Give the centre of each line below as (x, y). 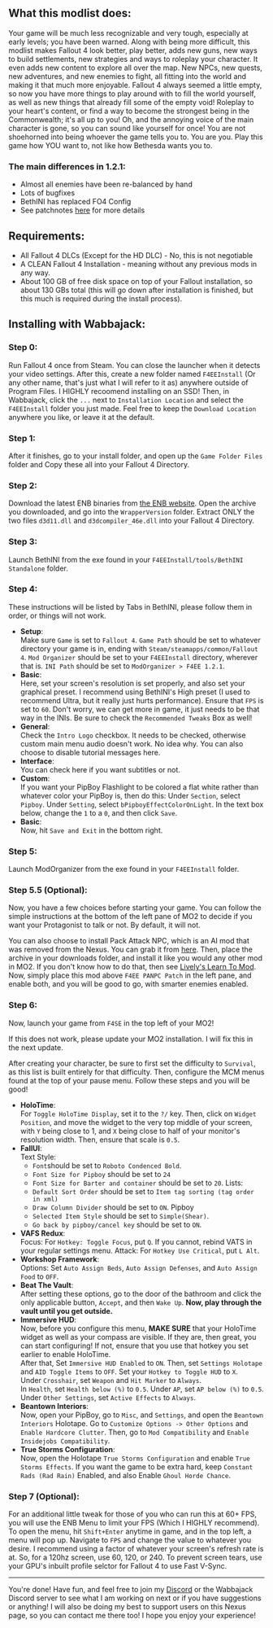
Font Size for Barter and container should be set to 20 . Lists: (138, 1183)
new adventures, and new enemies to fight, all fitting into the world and (127, 76)
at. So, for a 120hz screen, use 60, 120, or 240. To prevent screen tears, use (135, 1557)
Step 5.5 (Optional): (48, 891)
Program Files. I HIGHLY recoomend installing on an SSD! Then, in (119, 391)
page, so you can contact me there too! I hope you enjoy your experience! (132, 1615)
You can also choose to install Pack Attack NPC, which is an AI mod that (129, 941)
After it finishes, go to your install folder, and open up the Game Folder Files (136, 456)
